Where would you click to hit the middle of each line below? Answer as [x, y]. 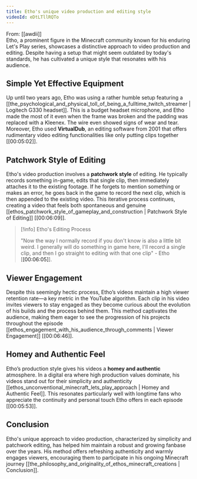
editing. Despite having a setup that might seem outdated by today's [89, 52]
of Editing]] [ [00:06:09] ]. [36, 218]
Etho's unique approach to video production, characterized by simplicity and [99, 438]
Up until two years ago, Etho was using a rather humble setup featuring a [95, 98]
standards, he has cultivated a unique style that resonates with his [86, 59]
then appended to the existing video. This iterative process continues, [91, 199]
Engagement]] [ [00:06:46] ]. [40, 335]
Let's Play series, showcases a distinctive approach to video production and [98, 46]
